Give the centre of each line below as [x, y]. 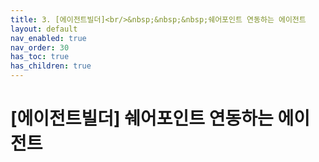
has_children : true [51, 66]
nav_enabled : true [48, 38]
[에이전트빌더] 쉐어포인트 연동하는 [142, 118]
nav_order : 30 [40, 47]
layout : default [44, 29]
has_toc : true [40, 57]
